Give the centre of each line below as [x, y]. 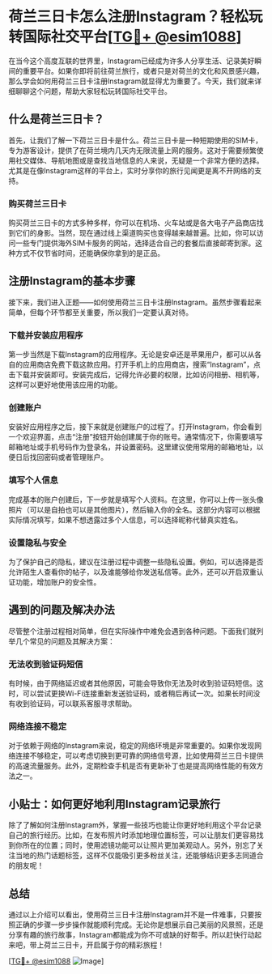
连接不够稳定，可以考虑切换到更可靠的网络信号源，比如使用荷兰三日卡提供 [139, 756]
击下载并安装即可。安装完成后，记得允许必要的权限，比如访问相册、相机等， [136, 375]
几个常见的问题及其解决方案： [65, 641]
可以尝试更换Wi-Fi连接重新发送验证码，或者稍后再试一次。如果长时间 [138, 694]
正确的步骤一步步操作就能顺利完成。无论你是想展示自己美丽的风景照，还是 [139, 925]
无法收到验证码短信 [46, 664]
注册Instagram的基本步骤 [72, 281]
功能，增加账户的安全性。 [58, 582]
